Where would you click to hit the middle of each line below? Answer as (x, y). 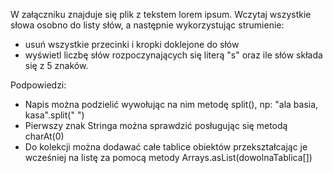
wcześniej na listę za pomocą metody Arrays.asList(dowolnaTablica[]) (168, 157)
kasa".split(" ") (54, 115)
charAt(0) (44, 136)
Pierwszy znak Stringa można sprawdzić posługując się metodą (156, 125)
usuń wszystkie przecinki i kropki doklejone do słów (132, 44)
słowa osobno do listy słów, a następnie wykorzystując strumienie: (147, 25)
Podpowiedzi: (38, 85)
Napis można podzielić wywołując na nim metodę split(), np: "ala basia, (171, 104)
